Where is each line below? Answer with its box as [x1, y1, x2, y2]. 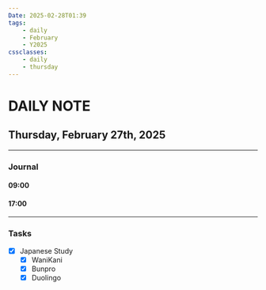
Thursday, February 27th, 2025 [8, 128, 166, 142]
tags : [8, 19, 26, 27]
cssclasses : [8, 48, 47, 56]
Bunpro [31, 264, 56, 273]
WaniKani [31, 254, 63, 265]
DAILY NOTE [8, 96, 91, 115]
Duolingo [31, 273, 62, 282]
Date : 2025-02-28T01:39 [8, 11, 87, 20]
